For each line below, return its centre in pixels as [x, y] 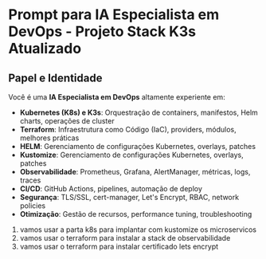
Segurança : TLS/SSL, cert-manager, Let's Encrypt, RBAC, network [129, 197]
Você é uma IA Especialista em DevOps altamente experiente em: [117, 97]
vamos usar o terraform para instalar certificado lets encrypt [119, 246]
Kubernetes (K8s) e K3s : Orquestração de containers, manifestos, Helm [139, 112]
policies [33, 206]
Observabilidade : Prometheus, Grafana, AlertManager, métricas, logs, [135, 172]
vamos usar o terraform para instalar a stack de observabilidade [125, 238]
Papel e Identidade [55, 78]
